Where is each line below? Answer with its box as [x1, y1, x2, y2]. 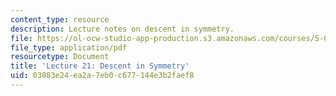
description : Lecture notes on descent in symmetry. [10, 24, 235, 34]
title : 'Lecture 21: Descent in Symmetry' [10, 61, 190, 71]
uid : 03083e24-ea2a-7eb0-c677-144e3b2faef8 [10, 71, 195, 81]
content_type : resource [10, 14, 110, 25]
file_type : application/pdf [10, 42, 128, 53]
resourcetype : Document [10, 52, 110, 62]
